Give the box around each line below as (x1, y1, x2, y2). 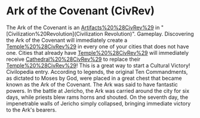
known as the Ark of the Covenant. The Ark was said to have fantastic (6, 80, 178, 88)
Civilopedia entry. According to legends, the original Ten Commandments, (6, 68, 188, 75)
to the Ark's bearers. (6, 106, 57, 113)
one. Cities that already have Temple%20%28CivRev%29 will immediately (6, 49, 189, 56)
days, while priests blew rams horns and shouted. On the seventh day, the (6, 94, 189, 101)
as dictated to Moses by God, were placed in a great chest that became (6, 74, 182, 82)
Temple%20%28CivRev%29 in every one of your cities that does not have (6, 43, 189, 50)
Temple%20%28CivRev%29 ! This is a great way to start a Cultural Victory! (6, 61, 190, 69)
